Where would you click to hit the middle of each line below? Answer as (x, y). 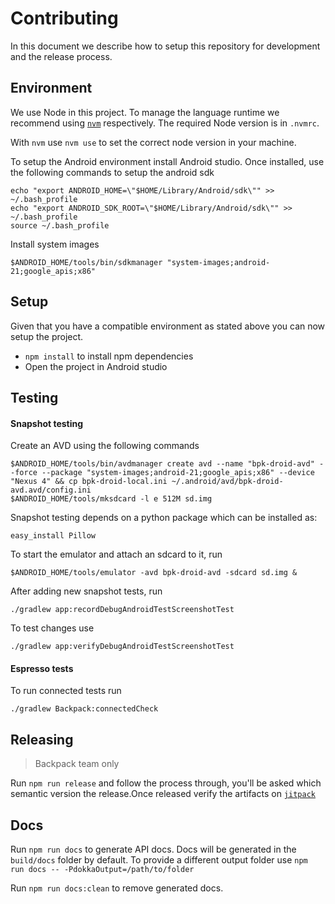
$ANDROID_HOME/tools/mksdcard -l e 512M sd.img (111, 499)
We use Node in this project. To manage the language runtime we (145, 112)
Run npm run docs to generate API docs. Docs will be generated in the (153, 849)
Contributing (64, 18)
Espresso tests (42, 668)
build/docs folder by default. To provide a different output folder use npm (159, 859)
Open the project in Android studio (96, 366)
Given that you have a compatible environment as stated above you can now (168, 326)
